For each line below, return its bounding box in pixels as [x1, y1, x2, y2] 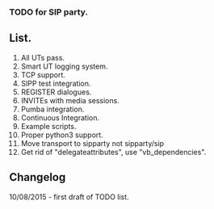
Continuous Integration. [20, 112, 100, 123]
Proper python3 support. [20, 130, 103, 140]
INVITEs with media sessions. [20, 95, 120, 105]
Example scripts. [20, 121, 77, 131]
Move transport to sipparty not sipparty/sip [20, 138, 165, 148]
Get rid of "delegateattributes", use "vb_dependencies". [20, 147, 207, 157]
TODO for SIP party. [9, 6, 88, 18]
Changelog [9, 170, 66, 184]
